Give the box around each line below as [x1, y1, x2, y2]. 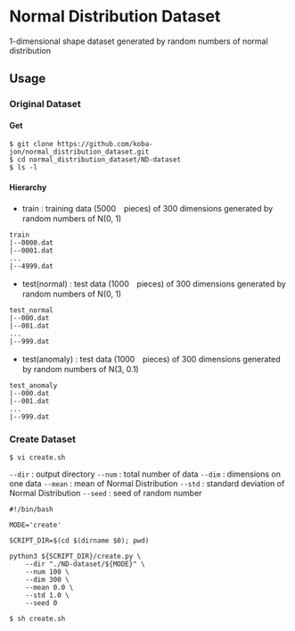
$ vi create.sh [9, 452, 66, 461]
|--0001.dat [9, 245, 53, 255]
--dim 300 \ [25, 575, 70, 584]
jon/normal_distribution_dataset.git [9, 147, 150, 157]
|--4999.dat [9, 262, 53, 270]
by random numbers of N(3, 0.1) [21, 363, 140, 374]
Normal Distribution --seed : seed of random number [9, 487, 202, 498]
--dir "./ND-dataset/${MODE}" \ [25, 560, 145, 569]
